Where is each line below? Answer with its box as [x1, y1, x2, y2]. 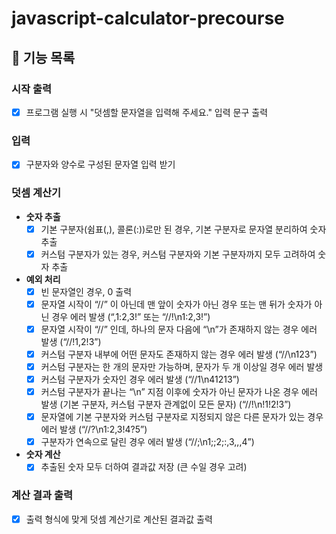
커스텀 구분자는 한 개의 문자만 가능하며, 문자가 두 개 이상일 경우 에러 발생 [40, 360, 324, 372]
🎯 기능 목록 [11, 49, 76, 66]
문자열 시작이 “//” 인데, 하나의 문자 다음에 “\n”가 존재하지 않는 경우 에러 [40, 323, 318, 335]
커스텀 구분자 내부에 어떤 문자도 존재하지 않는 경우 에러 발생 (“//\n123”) [40, 348, 318, 360]
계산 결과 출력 [11, 488, 74, 502]
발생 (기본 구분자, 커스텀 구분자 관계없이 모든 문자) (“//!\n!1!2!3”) [40, 398, 292, 411]
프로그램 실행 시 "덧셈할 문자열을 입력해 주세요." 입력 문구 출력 [25, 106, 269, 118]
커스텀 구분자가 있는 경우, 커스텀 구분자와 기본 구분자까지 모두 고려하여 [40, 248, 316, 260]
